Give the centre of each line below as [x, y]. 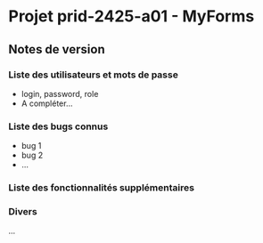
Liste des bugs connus [58, 126]
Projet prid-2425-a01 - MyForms [131, 16]
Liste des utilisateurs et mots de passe [94, 75]
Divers [23, 212]
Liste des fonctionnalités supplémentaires [102, 188]
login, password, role [60, 93]
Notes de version [57, 49]
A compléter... [47, 103]
